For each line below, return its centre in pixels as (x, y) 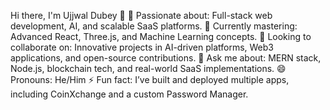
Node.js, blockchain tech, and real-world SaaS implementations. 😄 (148, 68)
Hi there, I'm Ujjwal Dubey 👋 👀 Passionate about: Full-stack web (141, 15)
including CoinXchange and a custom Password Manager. (129, 94)
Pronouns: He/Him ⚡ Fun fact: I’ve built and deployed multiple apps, (150, 79)
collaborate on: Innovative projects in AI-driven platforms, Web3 (142, 47)
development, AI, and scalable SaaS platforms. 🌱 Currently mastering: (154, 26)
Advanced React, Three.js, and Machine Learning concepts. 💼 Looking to (161, 36)
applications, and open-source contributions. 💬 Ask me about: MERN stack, (166, 58)
